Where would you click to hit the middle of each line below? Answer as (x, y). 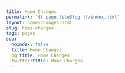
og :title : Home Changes (40, 55)
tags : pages (21, 34)
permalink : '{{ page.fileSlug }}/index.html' (63, 17)
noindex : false (30, 45)
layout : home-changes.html (39, 22)
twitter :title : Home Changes (47, 61)
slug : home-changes (30, 28)
